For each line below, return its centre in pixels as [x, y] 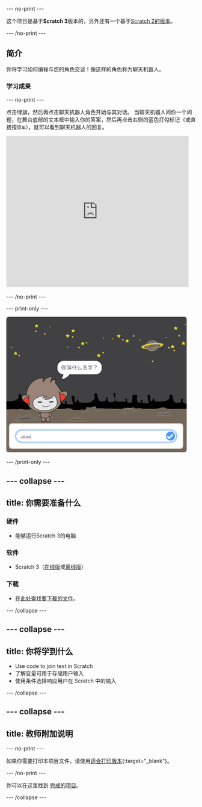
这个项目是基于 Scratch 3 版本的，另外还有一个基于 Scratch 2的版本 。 [91, 21]
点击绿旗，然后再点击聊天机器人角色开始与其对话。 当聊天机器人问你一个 [96, 112]
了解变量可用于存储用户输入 [49, 673]
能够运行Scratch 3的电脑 [45, 536]
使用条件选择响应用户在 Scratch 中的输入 [66, 681]
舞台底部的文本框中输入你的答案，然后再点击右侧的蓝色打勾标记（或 [106, 120]
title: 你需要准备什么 [44, 503]
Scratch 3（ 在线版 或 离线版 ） [51, 567]
